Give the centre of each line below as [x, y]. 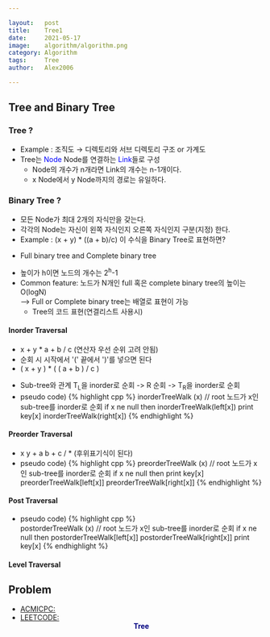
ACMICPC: [38, 609]
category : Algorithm [43, 53]
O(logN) [33, 292]
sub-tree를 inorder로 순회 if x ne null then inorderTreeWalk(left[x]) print [137, 406]
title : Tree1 [35, 30]
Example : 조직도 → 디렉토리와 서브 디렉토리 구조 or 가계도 [113, 149]
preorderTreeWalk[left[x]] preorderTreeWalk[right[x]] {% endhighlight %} [141, 482]
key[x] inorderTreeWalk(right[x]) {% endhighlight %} [107, 415]
